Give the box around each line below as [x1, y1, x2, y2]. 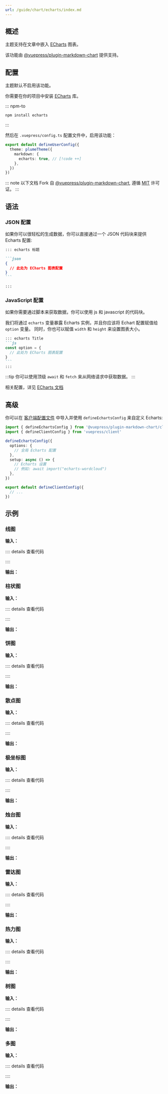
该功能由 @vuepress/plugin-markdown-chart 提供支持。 [5, 52, 121, 58]
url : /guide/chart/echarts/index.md [5, 7, 81, 13]
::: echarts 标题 [5, 247, 40, 252]
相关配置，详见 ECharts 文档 [5, 384, 63, 390]
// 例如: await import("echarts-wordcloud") [14, 466, 107, 472]
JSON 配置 [5, 219, 31, 226]
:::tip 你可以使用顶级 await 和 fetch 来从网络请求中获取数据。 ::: [5, 374, 135, 380]
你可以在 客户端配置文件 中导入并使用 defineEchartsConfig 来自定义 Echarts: [5, 415, 163, 421]
